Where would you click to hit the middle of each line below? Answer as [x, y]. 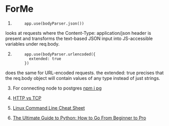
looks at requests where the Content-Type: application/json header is [78, 33]
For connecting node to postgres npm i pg [57, 88]
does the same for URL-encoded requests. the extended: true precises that [84, 73]
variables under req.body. [33, 44]
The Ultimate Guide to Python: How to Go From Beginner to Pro [79, 118]
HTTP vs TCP [27, 98]
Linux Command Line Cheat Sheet [49, 108]
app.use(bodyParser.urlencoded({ [60, 54]
